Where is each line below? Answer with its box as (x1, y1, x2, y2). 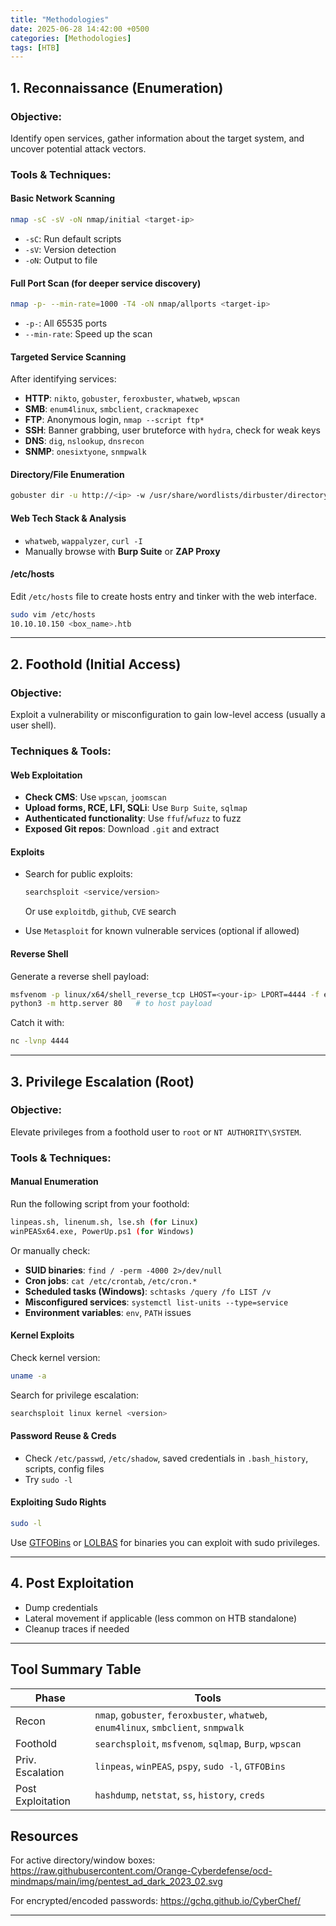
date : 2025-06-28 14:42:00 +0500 (10, 24, 150, 34)
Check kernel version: (10, 1351, 101, 1363)
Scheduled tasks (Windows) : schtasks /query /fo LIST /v (24, 1285, 272, 1297)
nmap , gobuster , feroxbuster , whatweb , (94, 1707, 268, 1721)
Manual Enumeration (10, 1176, 99, 1188)
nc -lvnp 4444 (10, 1036, 70, 1046)
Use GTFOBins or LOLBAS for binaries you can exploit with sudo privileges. (10, 1536, 321, 1548)
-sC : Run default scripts (24, 232, 122, 245)
